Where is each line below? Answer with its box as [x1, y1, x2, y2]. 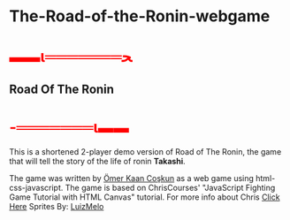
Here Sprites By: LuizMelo [9, 201, 104, 211]
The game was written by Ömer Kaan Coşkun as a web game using [9, 172, 255, 183]
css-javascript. [9, 182, 64, 193]
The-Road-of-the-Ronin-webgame [9, 6, 271, 27]
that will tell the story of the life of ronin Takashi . [9, 156, 186, 166]
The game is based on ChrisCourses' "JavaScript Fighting [65, 182, 276, 193]
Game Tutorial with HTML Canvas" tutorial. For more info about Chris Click [9, 192, 280, 202]
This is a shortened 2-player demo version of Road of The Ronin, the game [9, 146, 282, 156]
